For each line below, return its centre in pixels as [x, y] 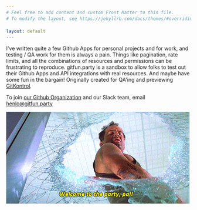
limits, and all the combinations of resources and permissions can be [89, 61]
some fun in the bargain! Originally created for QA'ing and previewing [90, 80]
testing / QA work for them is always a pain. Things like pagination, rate [92, 55]
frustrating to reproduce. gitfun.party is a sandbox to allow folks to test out [96, 67]
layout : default [26, 31]
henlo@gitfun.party [29, 104]
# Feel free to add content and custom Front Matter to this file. [90, 12]
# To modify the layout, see [42, 19]
